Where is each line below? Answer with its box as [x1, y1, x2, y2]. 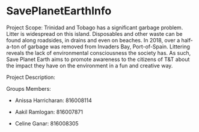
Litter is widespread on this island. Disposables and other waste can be [6, 30, 183, 37]
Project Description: [6, 73, 56, 81]
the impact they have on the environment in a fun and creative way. [6, 62, 173, 69]
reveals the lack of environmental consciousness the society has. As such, [6, 49, 191, 56]
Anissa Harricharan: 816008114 [14, 97, 92, 104]
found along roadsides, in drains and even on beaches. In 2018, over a [6, 36, 180, 44]
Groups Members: [6, 85, 51, 92]
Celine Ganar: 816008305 [14, 119, 79, 127]
